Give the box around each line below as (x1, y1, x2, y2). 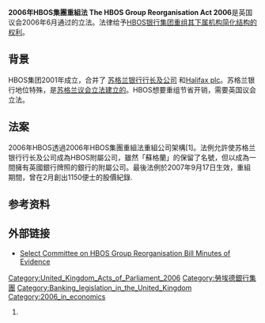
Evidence (19, 257, 51, 266)
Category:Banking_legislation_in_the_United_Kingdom (17, 283, 192, 292)
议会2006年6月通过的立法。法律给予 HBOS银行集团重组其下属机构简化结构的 (8, 17, 257, 27)
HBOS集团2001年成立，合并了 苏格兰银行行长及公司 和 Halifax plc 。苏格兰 (8, 75, 248, 85)
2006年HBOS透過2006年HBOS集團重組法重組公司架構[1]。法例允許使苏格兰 (8, 142, 256, 152)
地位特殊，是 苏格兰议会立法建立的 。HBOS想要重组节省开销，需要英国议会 (14, 85, 257, 94)
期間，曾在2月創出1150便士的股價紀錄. (8, 172, 133, 182)
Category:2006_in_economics (8, 291, 106, 301)
